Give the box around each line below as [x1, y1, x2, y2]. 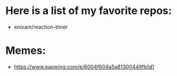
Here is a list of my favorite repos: [5, 4, 172, 18]
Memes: [5, 44, 46, 57]
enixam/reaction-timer [13, 23, 68, 30]
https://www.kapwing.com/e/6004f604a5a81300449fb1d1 [13, 63, 155, 70]
